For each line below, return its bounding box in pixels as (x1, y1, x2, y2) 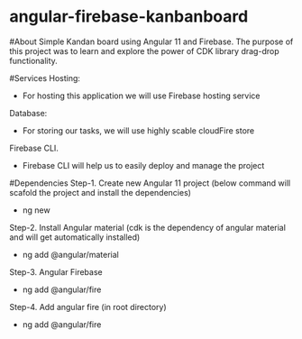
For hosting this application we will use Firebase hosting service (22, 90, 261, 101)
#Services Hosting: (9, 72, 81, 83)
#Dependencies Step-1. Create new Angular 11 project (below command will (9, 178, 291, 188)
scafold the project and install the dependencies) (9, 187, 192, 197)
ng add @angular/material (22, 249, 119, 260)
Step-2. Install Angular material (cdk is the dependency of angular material (9, 222, 287, 233)
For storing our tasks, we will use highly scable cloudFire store (22, 124, 255, 136)
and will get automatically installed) (9, 232, 141, 243)
